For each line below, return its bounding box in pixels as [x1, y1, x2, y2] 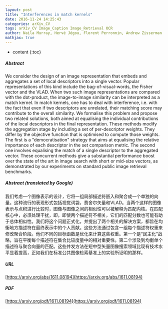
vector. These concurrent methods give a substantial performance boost [5, 152, 155, 158]
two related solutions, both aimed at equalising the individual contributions [5, 115, 158, 121]
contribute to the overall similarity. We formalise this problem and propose [5, 110, 157, 116]
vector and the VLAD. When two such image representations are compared [5, 88, 160, 95]
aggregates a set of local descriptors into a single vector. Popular [5, 78, 139, 84]
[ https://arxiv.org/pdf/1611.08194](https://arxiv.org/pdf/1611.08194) [5, 298, 141, 304]
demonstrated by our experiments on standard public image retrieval [5, 163, 146, 169]
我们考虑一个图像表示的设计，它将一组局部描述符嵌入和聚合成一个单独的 [5, 193, 154, 199]
